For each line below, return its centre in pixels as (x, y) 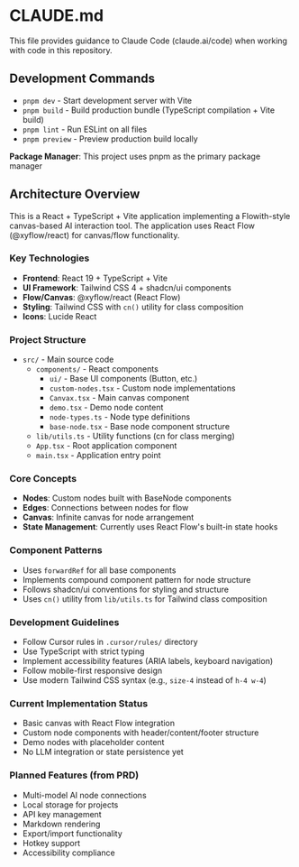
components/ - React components (97, 369)
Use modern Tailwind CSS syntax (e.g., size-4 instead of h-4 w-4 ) (145, 680)
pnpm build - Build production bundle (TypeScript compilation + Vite (149, 110)
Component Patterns (56, 550)
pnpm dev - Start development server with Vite (107, 100)
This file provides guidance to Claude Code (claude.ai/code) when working (149, 41)
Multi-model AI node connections (84, 795)
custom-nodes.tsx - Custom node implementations (142, 388)
